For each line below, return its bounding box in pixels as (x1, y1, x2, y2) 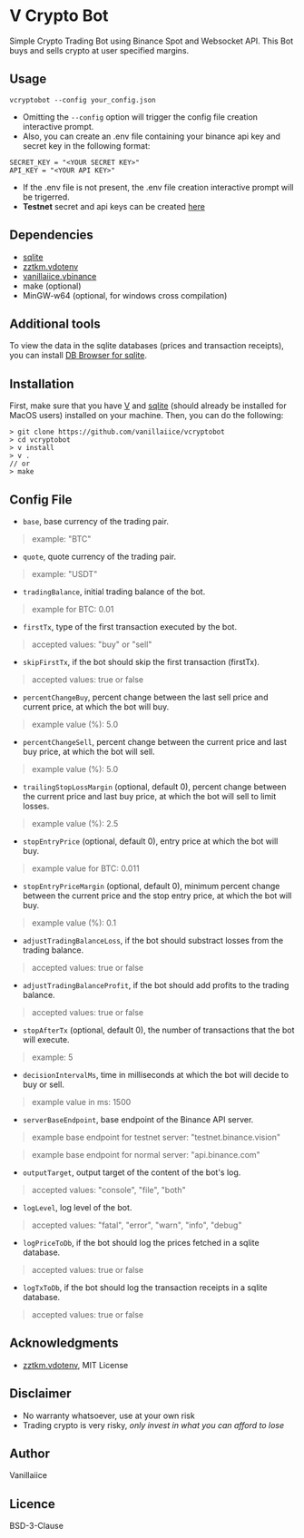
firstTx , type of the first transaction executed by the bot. (22, 622, 238, 632)
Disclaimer (9, 1386, 72, 1402)
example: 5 (31, 1052, 74, 1063)
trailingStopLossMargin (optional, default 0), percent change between (22, 781, 288, 792)
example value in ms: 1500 (31, 1097, 132, 1107)
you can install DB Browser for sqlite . (9, 350, 148, 361)
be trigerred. (22, 191, 70, 202)
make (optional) (22, 280, 82, 291)
